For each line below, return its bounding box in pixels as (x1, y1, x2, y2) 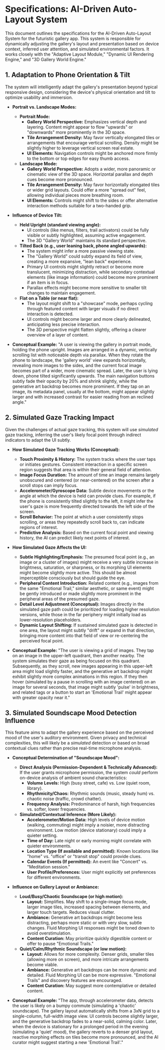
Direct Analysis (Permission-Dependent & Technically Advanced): (19, 764, 158, 770)
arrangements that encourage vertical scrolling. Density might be (27, 140, 159, 146)
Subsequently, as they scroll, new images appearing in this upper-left (12, 663, 153, 669)
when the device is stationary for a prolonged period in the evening (12, 1024, 148, 1030)
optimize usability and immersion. (5, 94, 73, 100)
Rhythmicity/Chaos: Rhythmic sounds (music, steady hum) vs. (27, 790, 155, 796)
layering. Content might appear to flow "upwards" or (27, 124, 133, 130)
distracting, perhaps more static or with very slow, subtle (27, 920, 142, 926)
